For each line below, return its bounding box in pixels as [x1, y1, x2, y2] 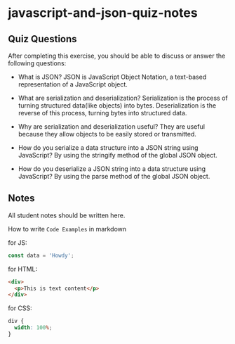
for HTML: [8, 265, 38, 273]
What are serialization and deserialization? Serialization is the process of [18, 94, 228, 102]
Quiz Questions [8, 33, 77, 45]
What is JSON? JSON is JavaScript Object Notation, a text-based [18, 72, 207, 81]
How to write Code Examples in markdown [8, 224, 127, 233]
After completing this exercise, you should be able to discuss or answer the [8, 51, 226, 60]
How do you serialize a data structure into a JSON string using [18, 144, 199, 152]
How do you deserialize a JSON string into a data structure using [18, 165, 206, 173]
